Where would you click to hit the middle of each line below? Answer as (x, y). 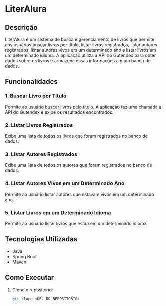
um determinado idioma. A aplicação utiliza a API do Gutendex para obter (81, 55)
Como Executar (30, 277)
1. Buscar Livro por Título (36, 96)
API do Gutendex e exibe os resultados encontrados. (59, 112)
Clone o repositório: (33, 289)
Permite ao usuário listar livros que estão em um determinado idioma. (77, 223)
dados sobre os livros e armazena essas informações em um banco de (78, 61)
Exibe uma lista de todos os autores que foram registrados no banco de (79, 165)
